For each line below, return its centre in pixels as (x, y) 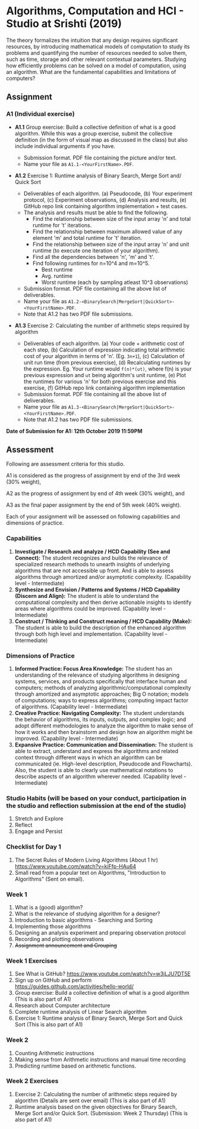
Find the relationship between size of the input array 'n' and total (112, 218)
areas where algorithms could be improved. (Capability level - (90, 608)
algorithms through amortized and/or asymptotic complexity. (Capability (103, 576)
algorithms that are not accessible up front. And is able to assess (94, 570)
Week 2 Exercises (32, 1081)
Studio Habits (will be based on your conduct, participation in (96, 798)
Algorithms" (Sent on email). (49, 879)
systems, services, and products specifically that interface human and (101, 681)
